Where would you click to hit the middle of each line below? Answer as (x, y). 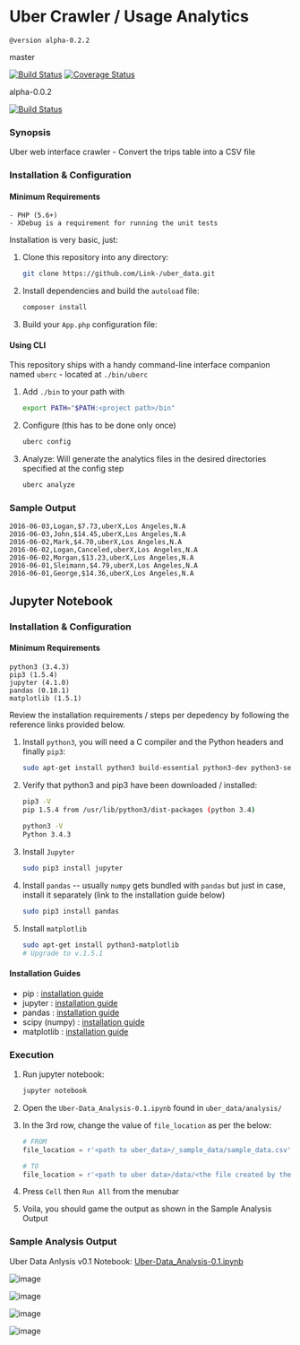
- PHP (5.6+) (34, 216)
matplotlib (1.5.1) (46, 698)
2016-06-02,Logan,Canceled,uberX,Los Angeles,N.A (104, 550)
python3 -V (43, 827)
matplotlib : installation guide (75, 1031)
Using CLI (28, 345)
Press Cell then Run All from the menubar (101, 1192)
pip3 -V (36, 801)
